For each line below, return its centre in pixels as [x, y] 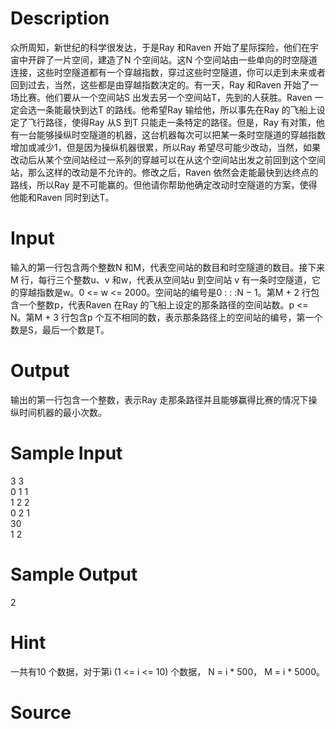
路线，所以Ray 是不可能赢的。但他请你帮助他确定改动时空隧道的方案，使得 [164, 184]
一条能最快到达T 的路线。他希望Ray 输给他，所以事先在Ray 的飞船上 [176, 109]
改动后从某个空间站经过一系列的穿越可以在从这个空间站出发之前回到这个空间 [168, 159]
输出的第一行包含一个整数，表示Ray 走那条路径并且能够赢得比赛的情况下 [159, 399]
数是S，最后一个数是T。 [60, 329]
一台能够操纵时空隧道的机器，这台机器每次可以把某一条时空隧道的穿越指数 [172, 134]
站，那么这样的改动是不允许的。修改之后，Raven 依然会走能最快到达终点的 [164, 172]
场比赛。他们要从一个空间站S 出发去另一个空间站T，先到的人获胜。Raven [161, 97]
